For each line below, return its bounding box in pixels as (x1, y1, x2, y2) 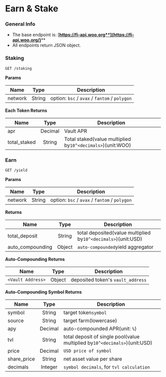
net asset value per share (63, 356, 123, 363)
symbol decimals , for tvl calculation (63, 364, 150, 371)
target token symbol (63, 309, 107, 316)
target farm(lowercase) (63, 317, 118, 324)
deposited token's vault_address (71, 277, 147, 283)
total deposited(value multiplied (77, 230, 151, 236)
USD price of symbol (63, 348, 112, 354)
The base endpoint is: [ (12, 32, 60, 38)
